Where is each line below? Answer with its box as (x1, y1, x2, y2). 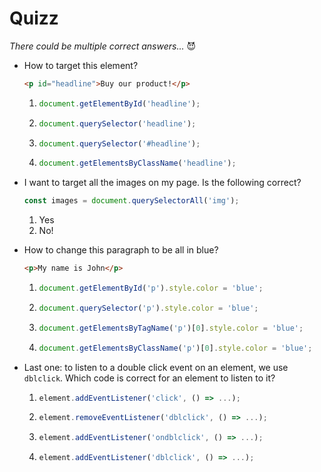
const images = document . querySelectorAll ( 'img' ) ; (23, 196, 240, 206)
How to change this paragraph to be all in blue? (23, 244, 219, 256)
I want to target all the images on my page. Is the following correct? (23, 177, 302, 189)
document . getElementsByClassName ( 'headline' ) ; (38, 158, 237, 169)
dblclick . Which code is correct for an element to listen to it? (23, 372, 276, 384)
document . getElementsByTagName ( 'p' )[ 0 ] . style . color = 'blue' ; (38, 323, 304, 333)
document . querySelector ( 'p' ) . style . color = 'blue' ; (38, 303, 259, 313)
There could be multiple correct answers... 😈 (9, 40, 197, 52)
